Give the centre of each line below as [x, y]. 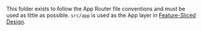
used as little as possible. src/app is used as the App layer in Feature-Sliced [101, 15]
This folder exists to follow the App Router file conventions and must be [96, 9]
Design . [16, 22]
